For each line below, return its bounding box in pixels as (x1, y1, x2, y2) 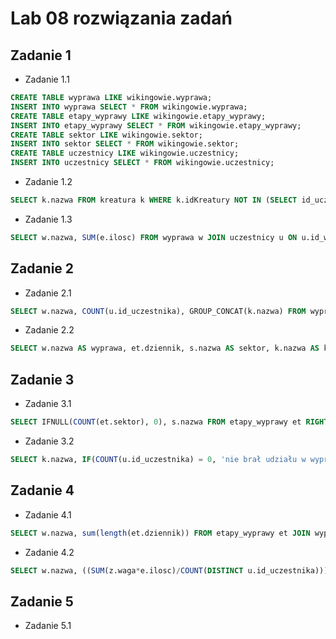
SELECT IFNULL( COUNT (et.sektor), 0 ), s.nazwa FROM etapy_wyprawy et (10, 417, 302, 427)
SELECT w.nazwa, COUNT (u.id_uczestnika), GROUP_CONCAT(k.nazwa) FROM (10, 306, 307, 316)
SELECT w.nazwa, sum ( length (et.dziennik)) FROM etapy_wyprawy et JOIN (10, 528, 311, 538)
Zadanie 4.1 (24, 508, 72, 521)
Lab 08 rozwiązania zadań (10, 7, 233, 30)
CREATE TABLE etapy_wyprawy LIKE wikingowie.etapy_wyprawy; (10, 111, 267, 121)
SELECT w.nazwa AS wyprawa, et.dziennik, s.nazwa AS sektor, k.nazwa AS (10, 343, 320, 354)
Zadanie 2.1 (24, 287, 72, 299)
